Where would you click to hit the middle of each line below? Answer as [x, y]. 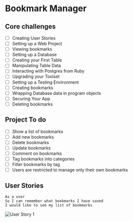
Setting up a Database [34, 55]
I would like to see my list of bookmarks [49, 205]
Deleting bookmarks [32, 104]
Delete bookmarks [30, 142]
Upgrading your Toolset [36, 76]
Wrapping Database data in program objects [57, 93]
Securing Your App [31, 98]
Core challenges [30, 27]
